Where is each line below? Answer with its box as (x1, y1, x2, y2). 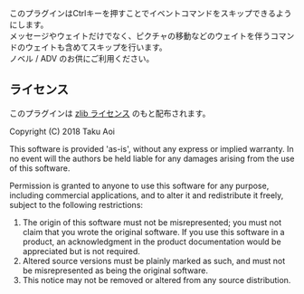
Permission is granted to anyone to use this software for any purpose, (9, 180, 270, 191)
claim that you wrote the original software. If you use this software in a (22, 226, 285, 237)
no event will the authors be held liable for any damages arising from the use (9, 153, 295, 164)
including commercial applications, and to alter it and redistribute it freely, (9, 189, 284, 201)
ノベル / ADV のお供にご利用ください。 (9, 53, 155, 63)
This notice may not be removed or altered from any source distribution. (22, 274, 291, 285)
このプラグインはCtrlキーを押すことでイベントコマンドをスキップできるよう (9, 8, 292, 18)
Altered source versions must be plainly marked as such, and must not (22, 255, 286, 266)
